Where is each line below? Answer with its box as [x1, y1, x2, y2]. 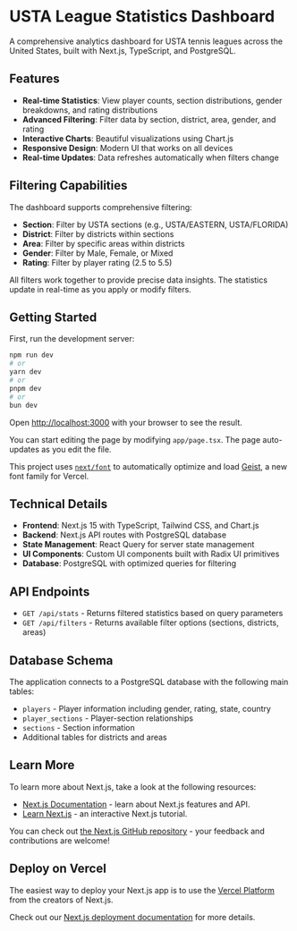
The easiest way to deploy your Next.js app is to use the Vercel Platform [9, 884, 276, 895]
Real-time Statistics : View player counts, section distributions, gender [21, 95, 283, 106]
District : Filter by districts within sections [21, 228, 174, 239]
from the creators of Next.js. [9, 894, 114, 905]
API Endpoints [9, 584, 90, 599]
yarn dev [9, 368, 42, 377]
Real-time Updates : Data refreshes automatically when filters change [21, 152, 279, 163]
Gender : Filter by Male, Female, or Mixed [21, 248, 174, 258]
